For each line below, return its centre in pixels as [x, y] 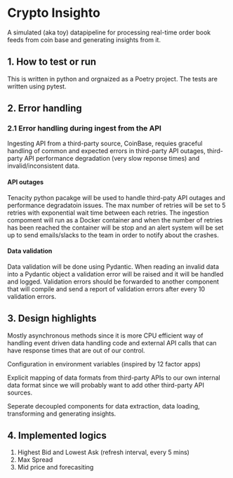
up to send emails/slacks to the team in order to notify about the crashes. [113, 235]
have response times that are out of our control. [76, 350]
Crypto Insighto [54, 13]
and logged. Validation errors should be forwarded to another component [113, 281]
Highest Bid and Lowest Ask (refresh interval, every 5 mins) [103, 452]
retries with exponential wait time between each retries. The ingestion [108, 213]
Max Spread [35, 460]
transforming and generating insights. [62, 413]
